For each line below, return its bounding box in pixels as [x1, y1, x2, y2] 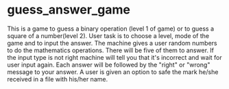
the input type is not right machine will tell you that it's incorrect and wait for [7, 53, 223, 61]
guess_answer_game [7, 2, 130, 18]
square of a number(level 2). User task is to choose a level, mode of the [7, 31, 210, 39]
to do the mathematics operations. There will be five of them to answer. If [7, 46, 215, 54]
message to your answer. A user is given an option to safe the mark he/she [7, 67, 219, 76]
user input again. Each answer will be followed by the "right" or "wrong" [7, 60, 210, 69]
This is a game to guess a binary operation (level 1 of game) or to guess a [7, 24, 215, 33]
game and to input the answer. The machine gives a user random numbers [7, 39, 217, 47]
